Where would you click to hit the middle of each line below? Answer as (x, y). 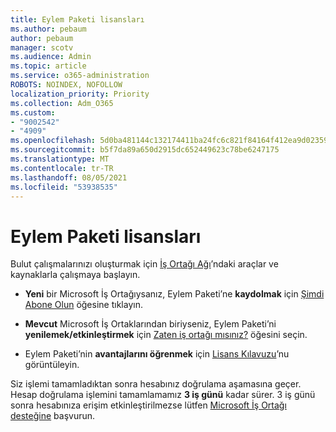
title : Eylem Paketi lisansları (77, 19)
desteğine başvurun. (53, 416)
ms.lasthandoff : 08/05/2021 (69, 177)
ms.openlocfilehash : (53, 141)
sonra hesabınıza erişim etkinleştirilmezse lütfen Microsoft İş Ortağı (148, 405)
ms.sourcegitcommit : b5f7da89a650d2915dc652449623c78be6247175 (145, 150)
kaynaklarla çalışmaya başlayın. (75, 275)
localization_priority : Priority (80, 94)
